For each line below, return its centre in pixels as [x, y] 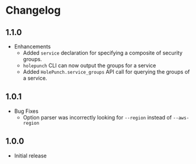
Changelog [33, 10]
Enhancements [32, 46]
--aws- [181, 118]
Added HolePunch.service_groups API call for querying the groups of [106, 72]
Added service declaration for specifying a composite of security [103, 53]
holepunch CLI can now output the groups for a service [89, 65]
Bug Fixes [26, 111]
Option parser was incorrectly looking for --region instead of [97, 117]
